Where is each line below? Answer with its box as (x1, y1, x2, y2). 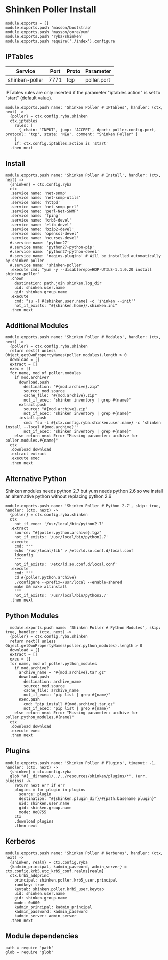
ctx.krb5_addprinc (10, 873, 50, 878)
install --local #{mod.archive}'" (5, 425, 79, 430)
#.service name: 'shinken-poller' (10, 263, 83, 268)
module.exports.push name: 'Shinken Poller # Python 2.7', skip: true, (5, 504, 161, 509)
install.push (18, 415, 47, 421)
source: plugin (18, 791, 52, 797)
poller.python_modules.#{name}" (5, 715, 74, 720)
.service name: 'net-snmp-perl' (10, 204, 79, 209)
